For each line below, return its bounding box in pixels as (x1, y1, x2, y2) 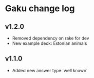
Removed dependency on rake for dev (12, 35, 89, 41)
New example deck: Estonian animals (12, 40, 87, 46)
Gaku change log (5, 3, 75, 14)
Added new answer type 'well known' (12, 67, 88, 73)
